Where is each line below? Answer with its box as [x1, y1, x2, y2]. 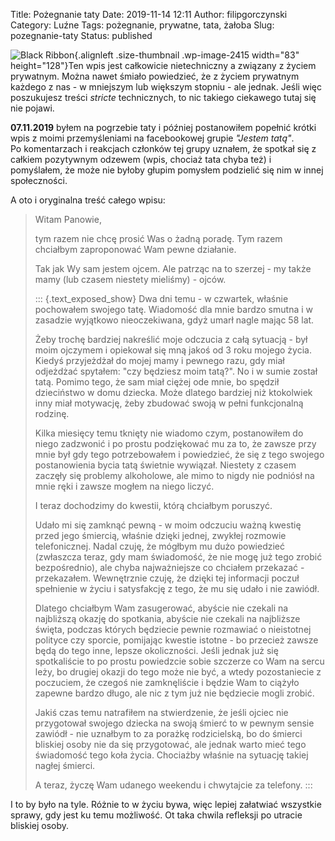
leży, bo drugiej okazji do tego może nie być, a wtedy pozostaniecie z [34, 666, 322, 678]
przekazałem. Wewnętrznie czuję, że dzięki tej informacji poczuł [34, 572, 300, 584]
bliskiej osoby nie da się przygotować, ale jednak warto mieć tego [34, 739, 307, 750]
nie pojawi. [10, 102, 55, 114]
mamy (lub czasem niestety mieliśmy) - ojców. [34, 274, 227, 285]
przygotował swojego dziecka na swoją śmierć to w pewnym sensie [34, 717, 315, 729]
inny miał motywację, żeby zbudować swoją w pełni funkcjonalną [34, 397, 304, 409]
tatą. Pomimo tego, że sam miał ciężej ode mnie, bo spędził [34, 376, 280, 388]
